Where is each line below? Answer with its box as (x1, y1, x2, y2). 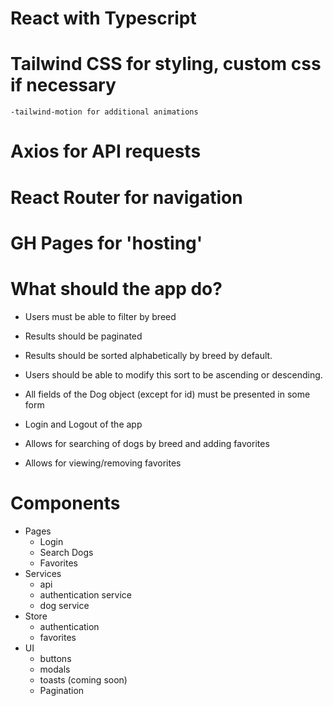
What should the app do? (10, 277, 223, 300)
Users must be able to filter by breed (24, 310, 177, 322)
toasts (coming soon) (39, 673, 128, 686)
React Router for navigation (10, 186, 243, 209)
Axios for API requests (10, 140, 202, 163)
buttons (39, 652, 72, 664)
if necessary (10, 74, 117, 97)
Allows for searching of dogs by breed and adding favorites (24, 437, 270, 449)
